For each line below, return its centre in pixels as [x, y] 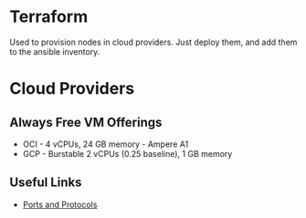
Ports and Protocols [60, 204]
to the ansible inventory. [55, 51]
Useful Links [46, 183]
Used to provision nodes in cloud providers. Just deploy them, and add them [153, 42]
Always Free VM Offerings [86, 122]
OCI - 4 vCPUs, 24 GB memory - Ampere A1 [106, 144]
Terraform [49, 17]
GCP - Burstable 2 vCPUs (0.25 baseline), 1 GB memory [127, 153]
